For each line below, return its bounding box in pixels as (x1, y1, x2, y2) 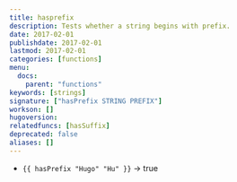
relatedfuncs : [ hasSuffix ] (9, 122, 110, 131)
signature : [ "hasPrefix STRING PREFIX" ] (9, 96, 163, 106)
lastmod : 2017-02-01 (9, 47, 87, 56)
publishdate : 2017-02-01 (9, 38, 102, 48)
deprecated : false (9, 130, 78, 139)
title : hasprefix (9, 13, 75, 22)
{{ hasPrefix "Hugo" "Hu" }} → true (22, 162, 159, 173)
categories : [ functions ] (9, 55, 102, 64)
